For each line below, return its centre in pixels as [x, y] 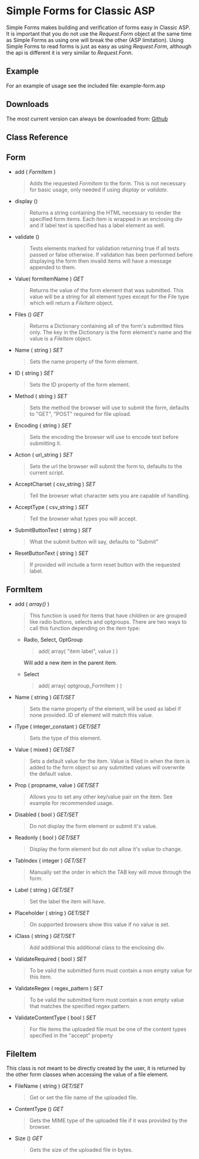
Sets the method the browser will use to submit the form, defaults [109, 408]
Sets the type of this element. [65, 738]
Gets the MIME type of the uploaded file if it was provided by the [108, 1120]
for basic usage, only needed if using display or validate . [99, 190]
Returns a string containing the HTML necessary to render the [105, 213]
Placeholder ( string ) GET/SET [52, 912]
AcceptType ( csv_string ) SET [52, 507]
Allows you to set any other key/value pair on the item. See [101, 797]
